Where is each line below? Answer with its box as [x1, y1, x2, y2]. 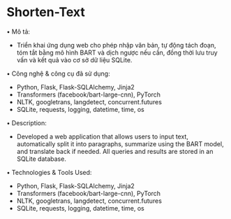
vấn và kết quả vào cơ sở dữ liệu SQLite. [16, 55, 133, 64]
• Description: [6, 118, 47, 127]
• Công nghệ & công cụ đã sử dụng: [6, 69, 110, 78]
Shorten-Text [6, 4, 85, 20]
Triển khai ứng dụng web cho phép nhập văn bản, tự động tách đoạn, [16, 41, 217, 49]
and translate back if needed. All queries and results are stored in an [16, 147, 214, 155]
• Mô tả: [6, 27, 31, 36]
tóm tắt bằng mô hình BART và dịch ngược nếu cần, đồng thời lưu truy [16, 48, 218, 57]
